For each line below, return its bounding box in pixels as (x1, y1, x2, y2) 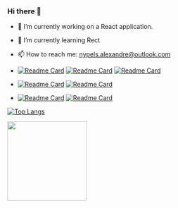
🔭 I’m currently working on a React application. (17, 23, 153, 31)
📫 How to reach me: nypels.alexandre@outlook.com (17, 50, 171, 59)
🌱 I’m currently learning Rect (17, 36, 101, 44)
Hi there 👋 (7, 6, 42, 16)
